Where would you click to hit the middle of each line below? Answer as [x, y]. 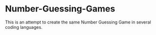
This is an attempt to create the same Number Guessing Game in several [78, 22]
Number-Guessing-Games [60, 9]
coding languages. [24, 27]
